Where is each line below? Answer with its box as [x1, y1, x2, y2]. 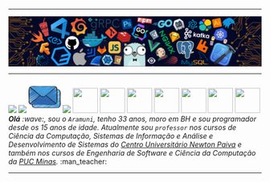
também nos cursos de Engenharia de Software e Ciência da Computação [8, 148, 256, 158]
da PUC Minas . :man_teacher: [8, 157, 108, 167]
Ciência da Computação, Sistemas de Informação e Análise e [8, 131, 214, 141]
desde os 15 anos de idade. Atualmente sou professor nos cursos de [8, 123, 237, 132]
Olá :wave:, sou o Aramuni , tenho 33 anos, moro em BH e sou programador [8, 114, 257, 124]
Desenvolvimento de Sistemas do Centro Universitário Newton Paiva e [8, 140, 243, 149]
